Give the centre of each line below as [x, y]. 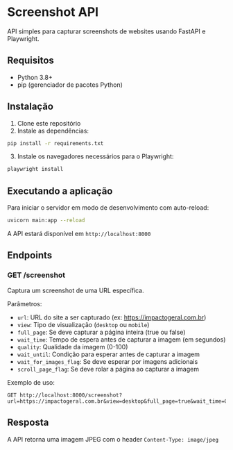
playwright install [35, 169]
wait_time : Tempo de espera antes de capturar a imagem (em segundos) [121, 339]
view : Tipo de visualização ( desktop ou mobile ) [83, 324]
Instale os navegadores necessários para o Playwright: [95, 156]
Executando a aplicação [60, 191]
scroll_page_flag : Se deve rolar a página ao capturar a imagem [108, 369]
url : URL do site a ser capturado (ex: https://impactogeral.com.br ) [112, 317]
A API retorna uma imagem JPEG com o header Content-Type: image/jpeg [113, 439]
